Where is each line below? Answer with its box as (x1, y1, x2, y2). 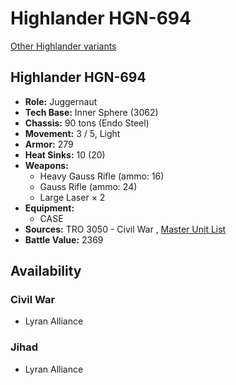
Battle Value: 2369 (24, 233, 104, 246)
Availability (10, 263, 82, 280)
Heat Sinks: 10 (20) (24, 148, 106, 161)
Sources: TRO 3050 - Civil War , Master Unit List (24, 223, 227, 235)
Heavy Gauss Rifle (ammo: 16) (39, 170, 165, 182)
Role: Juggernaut (24, 95, 98, 107)
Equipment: (24, 202, 75, 214)
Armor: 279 (24, 138, 74, 150)
